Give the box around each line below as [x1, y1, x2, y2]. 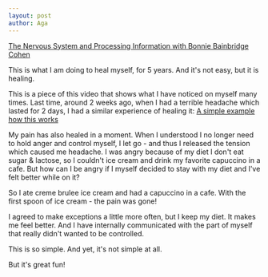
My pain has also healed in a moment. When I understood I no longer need [8, 129, 254, 140]
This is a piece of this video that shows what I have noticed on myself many [8, 89, 258, 98]
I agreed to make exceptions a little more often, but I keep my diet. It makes [8, 212, 256, 221]
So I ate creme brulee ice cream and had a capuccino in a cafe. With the [8, 188, 246, 197]
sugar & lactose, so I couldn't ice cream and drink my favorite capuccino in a [8, 155, 261, 164]
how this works [8, 114, 58, 124]
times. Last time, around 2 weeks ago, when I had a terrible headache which [8, 97, 260, 107]
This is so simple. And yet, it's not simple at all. [8, 244, 162, 254]
